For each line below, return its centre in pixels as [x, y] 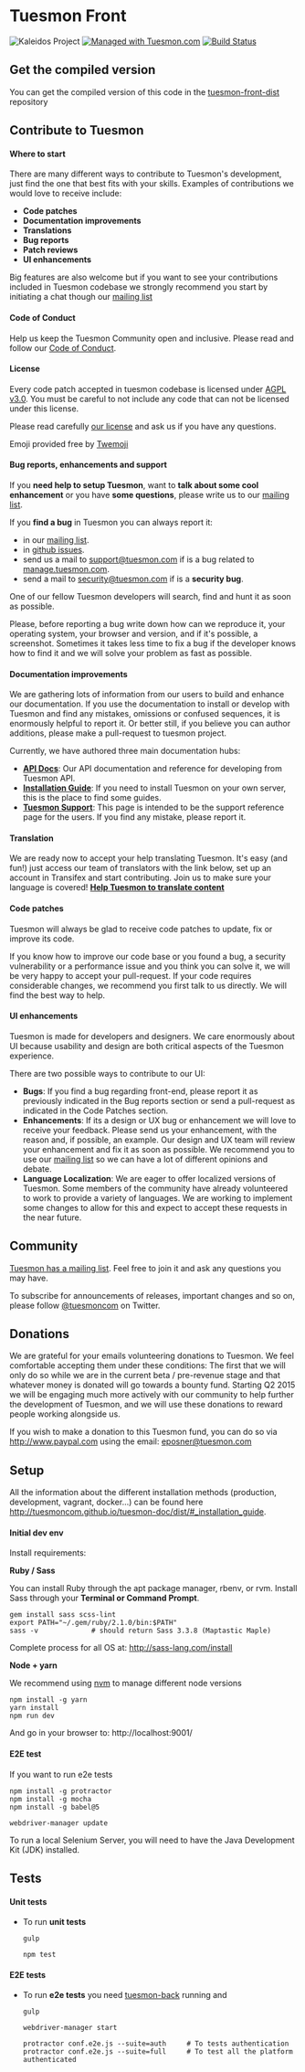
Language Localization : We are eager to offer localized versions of [149, 1178]
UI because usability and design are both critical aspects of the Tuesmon [147, 1046]
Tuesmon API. [49, 779]
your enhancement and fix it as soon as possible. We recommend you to [158, 1149]
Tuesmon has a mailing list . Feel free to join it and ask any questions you [145, 1268]
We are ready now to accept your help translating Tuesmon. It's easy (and [148, 858]
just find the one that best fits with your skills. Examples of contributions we [152, 184]
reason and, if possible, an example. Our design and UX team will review [159, 1140]
